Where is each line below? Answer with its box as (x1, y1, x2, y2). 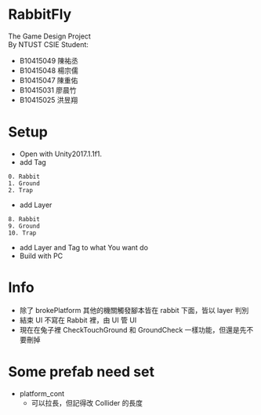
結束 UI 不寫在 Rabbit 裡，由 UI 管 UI (19, 315, 137, 325)
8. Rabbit (8, 215, 41, 223)
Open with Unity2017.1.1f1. (19, 149, 103, 158)
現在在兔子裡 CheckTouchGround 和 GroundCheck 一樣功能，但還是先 (19, 325, 247, 334)
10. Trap (8, 229, 37, 237)
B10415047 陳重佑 (19, 75, 78, 85)
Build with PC (19, 251, 63, 260)
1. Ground (8, 179, 41, 187)
